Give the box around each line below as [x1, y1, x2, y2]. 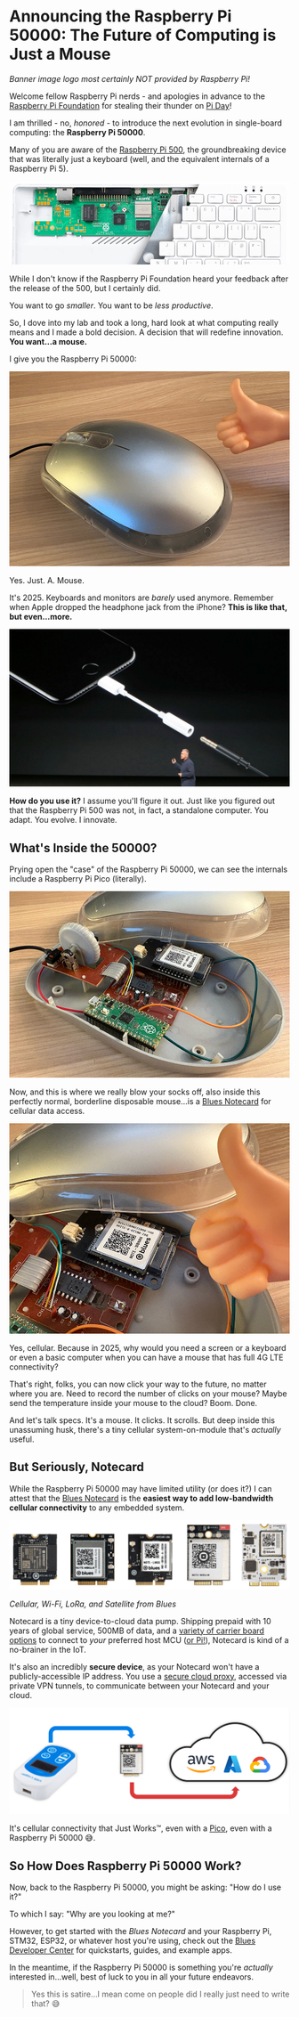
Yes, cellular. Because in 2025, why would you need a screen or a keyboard [9, 1342, 287, 1353]
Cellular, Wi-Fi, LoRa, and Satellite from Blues [9, 1598, 176, 1609]
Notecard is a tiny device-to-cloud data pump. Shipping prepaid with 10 [9, 1615, 271, 1626]
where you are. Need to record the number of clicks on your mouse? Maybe [9, 1387, 287, 1399]
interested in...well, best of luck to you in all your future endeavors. [9, 1971, 255, 1982]
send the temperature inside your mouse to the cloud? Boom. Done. [9, 1397, 258, 1408]
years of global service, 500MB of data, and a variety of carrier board [9, 1625, 265, 1636]
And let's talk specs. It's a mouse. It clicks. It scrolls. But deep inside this [9, 1414, 276, 1426]
